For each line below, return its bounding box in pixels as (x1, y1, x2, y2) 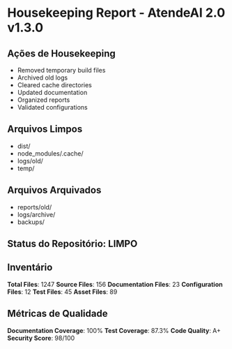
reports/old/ (17, 202, 52, 211)
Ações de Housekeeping (7, 47, 116, 59)
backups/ (17, 218, 45, 226)
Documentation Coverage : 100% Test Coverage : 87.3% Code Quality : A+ (7, 326, 222, 334)
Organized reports (17, 96, 70, 104)
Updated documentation (17, 89, 88, 96)
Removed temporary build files (17, 66, 106, 74)
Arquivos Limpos (7, 124, 83, 135)
